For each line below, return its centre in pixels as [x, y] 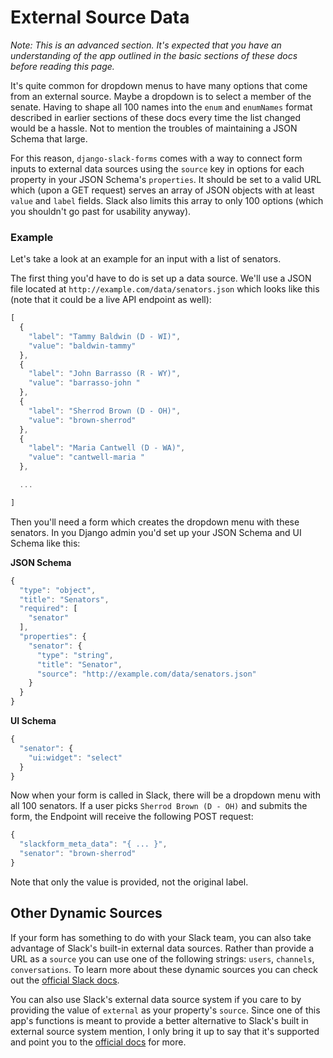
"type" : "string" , [75, 655]
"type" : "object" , [58, 590]
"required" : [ [48, 609]
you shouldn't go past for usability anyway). [101, 211]
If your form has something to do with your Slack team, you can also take [161, 937]
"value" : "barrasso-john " [84, 383]
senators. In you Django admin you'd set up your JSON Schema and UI [156, 532]
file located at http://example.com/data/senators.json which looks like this [165, 289]
